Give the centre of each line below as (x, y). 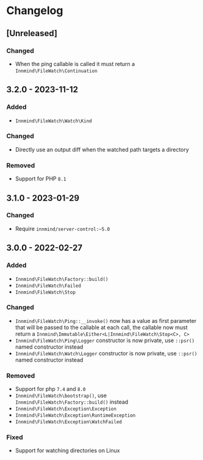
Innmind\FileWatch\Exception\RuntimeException (75, 416)
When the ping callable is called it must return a (75, 64)
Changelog (35, 11)
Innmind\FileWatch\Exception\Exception (66, 409)
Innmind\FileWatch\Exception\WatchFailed (68, 422)
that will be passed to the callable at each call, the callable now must (101, 327)
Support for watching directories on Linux (67, 451)
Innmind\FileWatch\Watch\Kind (54, 121)
